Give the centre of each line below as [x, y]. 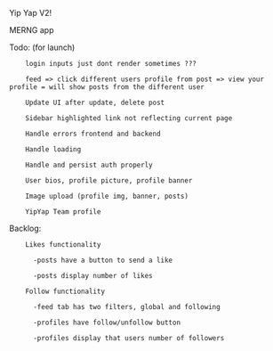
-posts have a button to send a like [103, 260]
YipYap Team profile [63, 212]
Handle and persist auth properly [89, 165]
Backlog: [25, 228]
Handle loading [53, 150]
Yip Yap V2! [31, 13]
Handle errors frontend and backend [93, 134]
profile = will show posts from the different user [107, 87]
